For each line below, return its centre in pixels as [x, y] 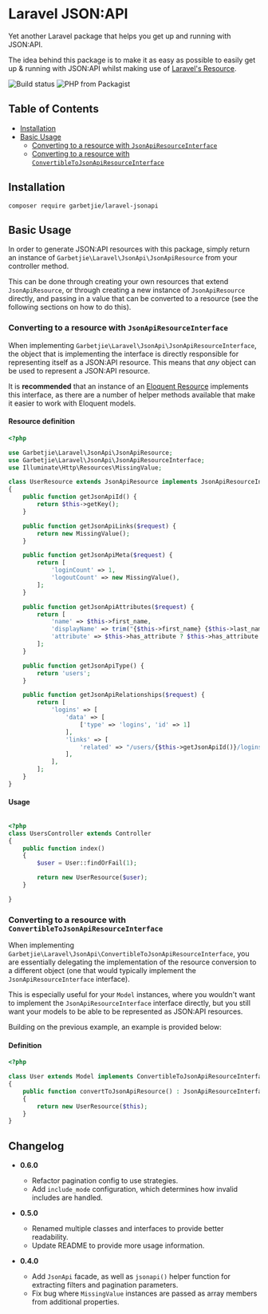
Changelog [36, 1146]
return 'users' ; [64, 673]
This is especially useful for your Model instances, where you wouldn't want [132, 995]
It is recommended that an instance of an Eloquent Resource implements [128, 386]
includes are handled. [67, 1197]
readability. [50, 1237]
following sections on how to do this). [70, 307]
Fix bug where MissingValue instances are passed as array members [144, 1293]
